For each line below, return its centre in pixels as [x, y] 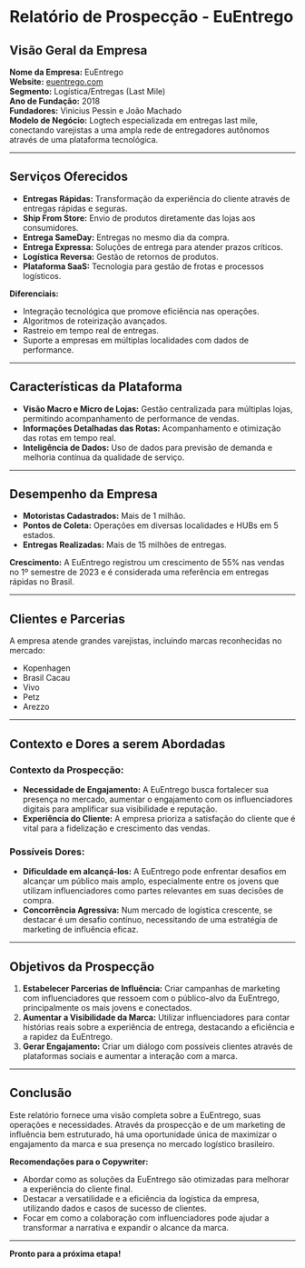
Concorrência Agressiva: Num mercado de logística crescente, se [148, 910]
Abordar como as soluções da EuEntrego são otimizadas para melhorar [156, 1179]
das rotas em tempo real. [69, 437]
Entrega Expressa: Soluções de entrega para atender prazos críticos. [152, 246]
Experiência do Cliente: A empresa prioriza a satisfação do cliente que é [159, 818]
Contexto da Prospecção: [67, 770]
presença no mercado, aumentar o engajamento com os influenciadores [157, 799]
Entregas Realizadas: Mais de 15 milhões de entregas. [124, 545]
